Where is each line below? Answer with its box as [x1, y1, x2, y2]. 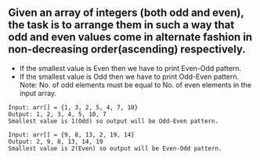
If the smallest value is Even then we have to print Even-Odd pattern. [19, 63, 241, 73]
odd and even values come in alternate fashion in [8, 30, 253, 44]
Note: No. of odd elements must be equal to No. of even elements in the [19, 80, 252, 89]
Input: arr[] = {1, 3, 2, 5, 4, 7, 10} [8, 103, 139, 112]
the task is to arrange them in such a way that [8, 19, 235, 32]
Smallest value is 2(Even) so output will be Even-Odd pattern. [8, 144, 222, 152]
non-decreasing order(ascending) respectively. [8, 43, 247, 56]
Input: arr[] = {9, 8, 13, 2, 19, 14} [8, 130, 135, 139]
